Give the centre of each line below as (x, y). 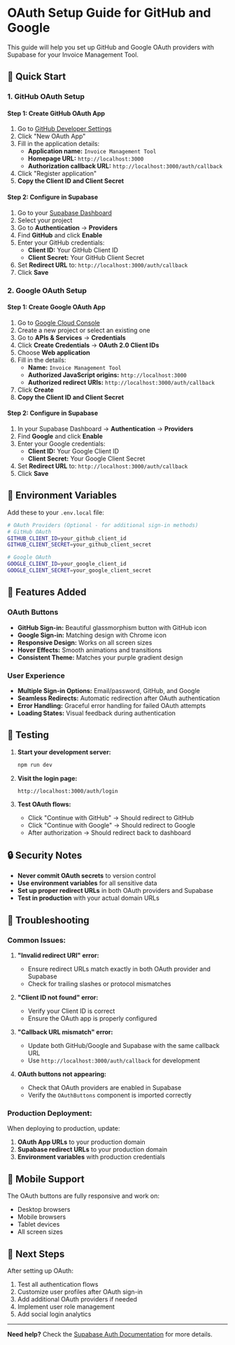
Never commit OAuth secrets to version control (86, 876)
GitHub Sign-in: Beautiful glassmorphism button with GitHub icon (112, 627)
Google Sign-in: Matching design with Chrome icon (92, 635)
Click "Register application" (57, 174)
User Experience (36, 676)
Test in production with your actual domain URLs (88, 898)
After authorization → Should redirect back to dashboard (109, 833)
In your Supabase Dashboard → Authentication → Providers (105, 428)
